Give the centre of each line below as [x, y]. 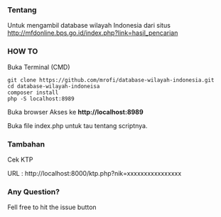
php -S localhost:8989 [41, 99]
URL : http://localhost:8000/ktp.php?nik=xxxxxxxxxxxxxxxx [95, 173]
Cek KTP [20, 159]
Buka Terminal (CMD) [39, 67]
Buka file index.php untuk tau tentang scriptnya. [77, 125]
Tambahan [26, 144]
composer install [33, 92]
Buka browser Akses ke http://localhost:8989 [75, 112]
